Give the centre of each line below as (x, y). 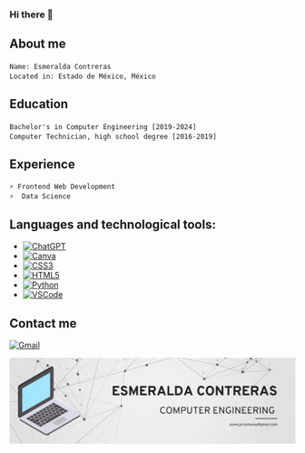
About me (38, 44)
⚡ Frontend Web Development (63, 187)
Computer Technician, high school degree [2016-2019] (113, 136)
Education (39, 104)
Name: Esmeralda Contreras (60, 66)
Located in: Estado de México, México (83, 76)
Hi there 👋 (32, 15)
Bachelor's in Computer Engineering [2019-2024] (103, 126)
